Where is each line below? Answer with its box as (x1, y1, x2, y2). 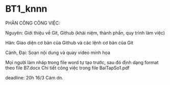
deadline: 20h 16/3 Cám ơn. (5, 74, 64, 80)
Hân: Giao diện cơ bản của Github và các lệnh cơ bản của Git (5, 39, 134, 46)
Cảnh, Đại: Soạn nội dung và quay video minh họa (5, 49, 111, 55)
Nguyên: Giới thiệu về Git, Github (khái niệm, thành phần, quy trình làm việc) (5, 30, 165, 36)
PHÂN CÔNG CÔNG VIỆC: (5, 20, 60, 26)
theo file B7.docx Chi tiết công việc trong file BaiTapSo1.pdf (5, 65, 130, 71)
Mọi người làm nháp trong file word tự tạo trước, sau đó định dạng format (5, 59, 159, 65)
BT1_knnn (5, 3, 47, 15)
